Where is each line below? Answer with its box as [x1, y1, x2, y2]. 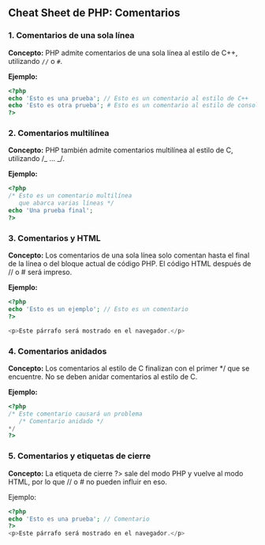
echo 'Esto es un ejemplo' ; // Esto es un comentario [8, 306, 189, 314]
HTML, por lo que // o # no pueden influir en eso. [8, 477, 168, 487]
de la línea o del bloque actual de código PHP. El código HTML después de [8, 259, 252, 269]
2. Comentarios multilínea [8, 128, 110, 139]
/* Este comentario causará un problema [8, 410, 144, 418]
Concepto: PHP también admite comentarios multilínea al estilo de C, [8, 145, 233, 155]
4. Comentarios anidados [8, 345, 107, 356]
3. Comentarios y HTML [8, 232, 101, 243]
